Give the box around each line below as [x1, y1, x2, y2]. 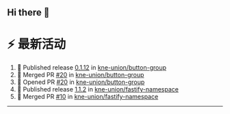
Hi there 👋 [7, 7, 50, 18]
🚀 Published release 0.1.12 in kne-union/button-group [16, 63, 166, 72]
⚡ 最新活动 [7, 36, 66, 52]
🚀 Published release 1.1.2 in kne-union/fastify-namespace [16, 85, 179, 94]
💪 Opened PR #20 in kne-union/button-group [16, 78, 145, 86]
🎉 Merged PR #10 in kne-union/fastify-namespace [16, 93, 159, 101]
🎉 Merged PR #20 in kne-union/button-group [16, 71, 144, 79]
